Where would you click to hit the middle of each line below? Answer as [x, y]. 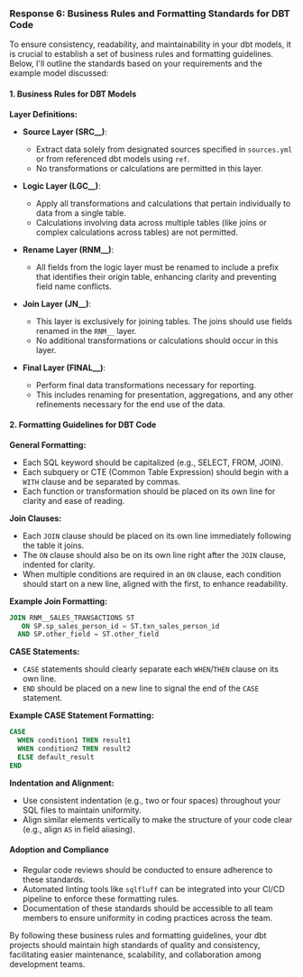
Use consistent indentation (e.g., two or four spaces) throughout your [151, 800]
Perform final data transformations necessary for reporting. [146, 385]
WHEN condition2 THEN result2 [74, 749]
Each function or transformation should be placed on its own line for [149, 491]
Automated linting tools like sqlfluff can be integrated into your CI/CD [154, 889]
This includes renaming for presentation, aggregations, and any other [165, 395]
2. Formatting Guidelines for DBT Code [83, 425]
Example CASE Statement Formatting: [82, 715]
